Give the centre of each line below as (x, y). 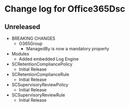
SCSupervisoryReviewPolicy (40, 85)
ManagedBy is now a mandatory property (68, 49)
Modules (20, 54)
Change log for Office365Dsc (65, 9)
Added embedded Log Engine (49, 59)
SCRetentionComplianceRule (40, 74)
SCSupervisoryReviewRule (38, 95)
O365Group (31, 44)
